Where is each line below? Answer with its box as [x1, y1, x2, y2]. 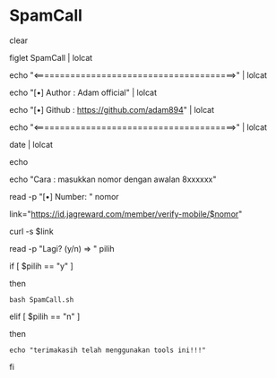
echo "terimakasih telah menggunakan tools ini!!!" [9, 346, 206, 355]
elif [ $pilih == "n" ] [9, 311, 81, 322]
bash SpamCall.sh [9, 295, 74, 305]
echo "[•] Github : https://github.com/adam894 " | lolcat [9, 104, 215, 115]
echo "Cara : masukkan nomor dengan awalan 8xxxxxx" [9, 174, 217, 185]
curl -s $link [9, 226, 54, 236]
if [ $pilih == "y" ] [9, 261, 73, 271]
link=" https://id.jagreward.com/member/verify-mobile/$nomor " [9, 208, 243, 219]
